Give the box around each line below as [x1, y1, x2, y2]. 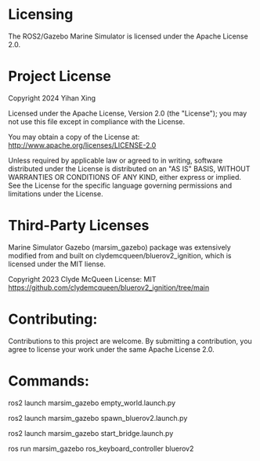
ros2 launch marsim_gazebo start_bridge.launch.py [8, 428, 174, 437]
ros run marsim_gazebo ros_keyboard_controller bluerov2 [8, 444, 194, 453]
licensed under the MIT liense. [8, 259, 106, 269]
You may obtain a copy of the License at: [8, 132, 140, 141]
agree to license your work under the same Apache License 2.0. [8, 344, 215, 354]
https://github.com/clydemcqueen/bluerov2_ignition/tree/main [8, 283, 210, 292]
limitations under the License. [8, 188, 103, 198]
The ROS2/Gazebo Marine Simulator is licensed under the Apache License [8, 31, 248, 41]
